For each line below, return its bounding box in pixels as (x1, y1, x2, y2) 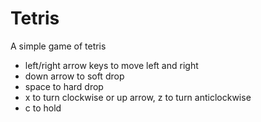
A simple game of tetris (10, 40, 107, 52)
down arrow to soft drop (24, 70, 125, 82)
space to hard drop (24, 80, 104, 92)
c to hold (24, 102, 62, 114)
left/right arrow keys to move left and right (24, 59, 199, 71)
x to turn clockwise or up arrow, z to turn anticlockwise (24, 91, 252, 103)
